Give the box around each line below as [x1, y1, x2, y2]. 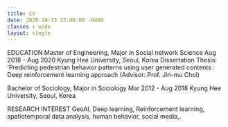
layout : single [7, 29, 51, 37]
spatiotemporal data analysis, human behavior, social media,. [7, 112, 182, 121]
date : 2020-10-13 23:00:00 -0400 [7, 17, 104, 24]
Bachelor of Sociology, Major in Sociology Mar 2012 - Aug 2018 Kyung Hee [7, 84, 222, 92]
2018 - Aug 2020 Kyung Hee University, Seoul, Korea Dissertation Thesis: [7, 56, 217, 65]
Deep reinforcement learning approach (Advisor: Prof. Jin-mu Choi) [7, 71, 200, 79]
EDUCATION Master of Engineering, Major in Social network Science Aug [7, 49, 216, 57]
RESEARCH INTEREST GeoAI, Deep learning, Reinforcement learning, [7, 105, 205, 113]
